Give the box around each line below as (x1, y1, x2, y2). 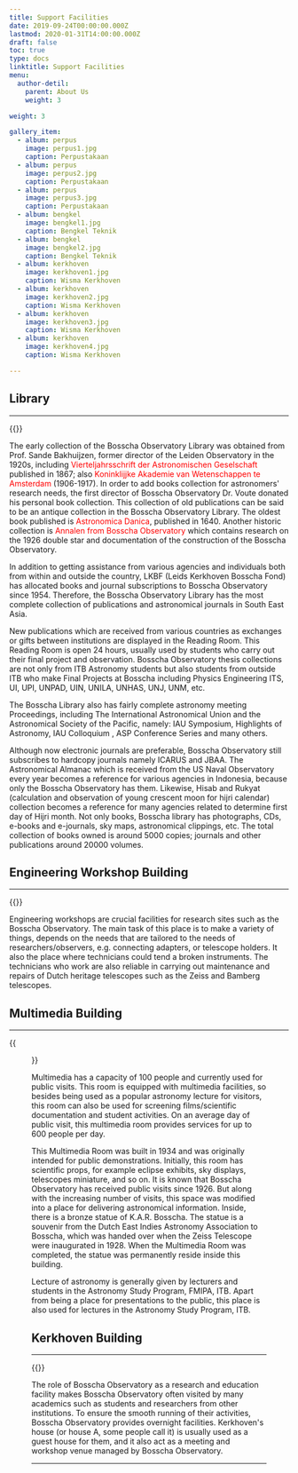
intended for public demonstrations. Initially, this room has (31, 1155, 244, 1166)
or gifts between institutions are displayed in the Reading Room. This (9, 635, 260, 645)
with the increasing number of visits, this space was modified (31, 1193, 255, 1204)
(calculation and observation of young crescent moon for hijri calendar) (9, 792, 271, 803)
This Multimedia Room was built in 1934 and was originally (31, 1146, 246, 1157)
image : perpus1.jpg (25, 144, 98, 154)
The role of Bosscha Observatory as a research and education (31, 1380, 259, 1390)
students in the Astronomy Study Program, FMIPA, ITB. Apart (31, 1286, 255, 1296)
